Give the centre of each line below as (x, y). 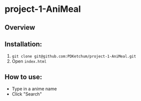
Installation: (23, 44)
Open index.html (29, 61)
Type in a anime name (34, 89)
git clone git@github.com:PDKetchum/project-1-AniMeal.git (74, 56)
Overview (20, 27)
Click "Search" (27, 94)
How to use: (23, 77)
